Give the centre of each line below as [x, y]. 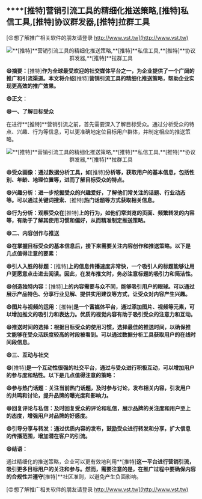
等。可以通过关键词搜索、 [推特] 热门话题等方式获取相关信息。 [82, 200]
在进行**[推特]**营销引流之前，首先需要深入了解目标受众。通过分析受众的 [98, 124]
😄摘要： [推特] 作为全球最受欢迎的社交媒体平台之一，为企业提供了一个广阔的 [100, 70]
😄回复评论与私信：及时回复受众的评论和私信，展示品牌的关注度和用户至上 [99, 408]
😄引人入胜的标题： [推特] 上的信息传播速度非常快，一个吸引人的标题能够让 [98, 266]
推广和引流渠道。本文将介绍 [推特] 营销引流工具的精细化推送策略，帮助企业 [98, 78]
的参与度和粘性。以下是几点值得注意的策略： [62, 375]
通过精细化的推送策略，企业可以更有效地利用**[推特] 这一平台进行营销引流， [100, 461]
